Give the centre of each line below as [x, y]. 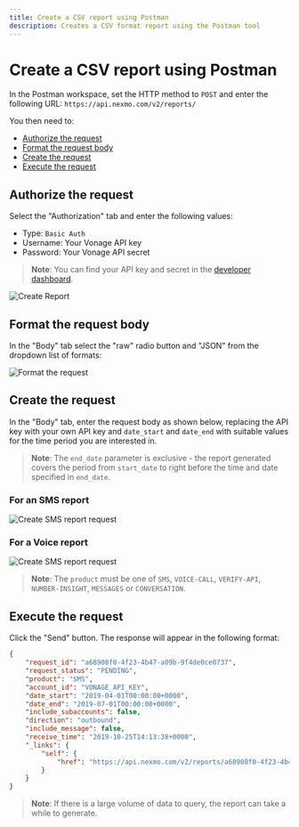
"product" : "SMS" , [59, 679]
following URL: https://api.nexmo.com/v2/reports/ [103, 104]
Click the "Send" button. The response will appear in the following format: [145, 638]
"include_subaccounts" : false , [83, 712]
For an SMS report [49, 499]
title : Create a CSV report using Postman [89, 17]
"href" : [71, 762]
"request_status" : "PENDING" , [81, 671]
